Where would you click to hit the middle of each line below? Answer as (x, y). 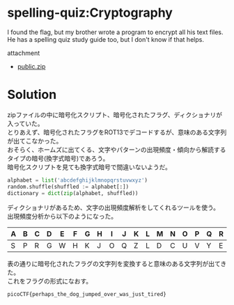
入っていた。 (25, 123)
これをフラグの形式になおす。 (50, 281)
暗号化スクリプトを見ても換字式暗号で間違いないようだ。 (89, 167)
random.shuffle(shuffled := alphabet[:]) (68, 187)
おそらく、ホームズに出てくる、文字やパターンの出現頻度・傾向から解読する (117, 149)
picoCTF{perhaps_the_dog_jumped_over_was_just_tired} (87, 294)
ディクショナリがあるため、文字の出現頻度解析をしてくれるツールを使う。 (114, 208)
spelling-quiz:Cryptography (90, 13)
